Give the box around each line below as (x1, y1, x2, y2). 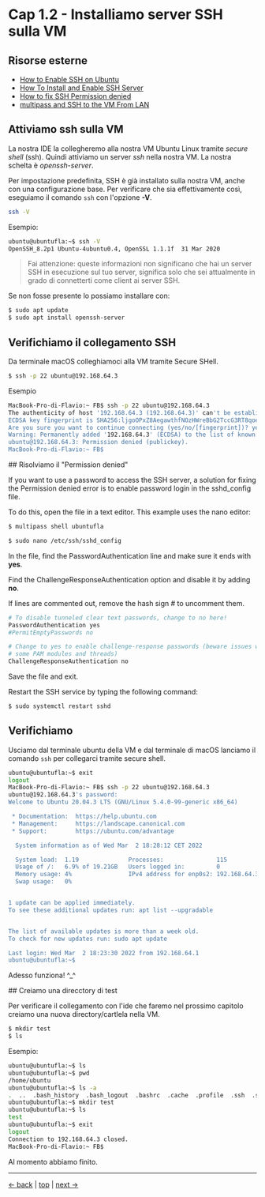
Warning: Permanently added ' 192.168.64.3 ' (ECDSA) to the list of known (8, 431, 256, 439)
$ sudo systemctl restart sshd (8, 702, 111, 710)
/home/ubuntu (8, 1076, 51, 1084)
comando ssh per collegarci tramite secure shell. (8, 753, 166, 763)
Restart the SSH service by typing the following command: (8, 687, 199, 696)
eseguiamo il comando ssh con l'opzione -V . (8, 192, 152, 202)
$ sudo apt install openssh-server (8, 314, 125, 322)
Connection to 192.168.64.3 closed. (8, 1135, 129, 1143)
